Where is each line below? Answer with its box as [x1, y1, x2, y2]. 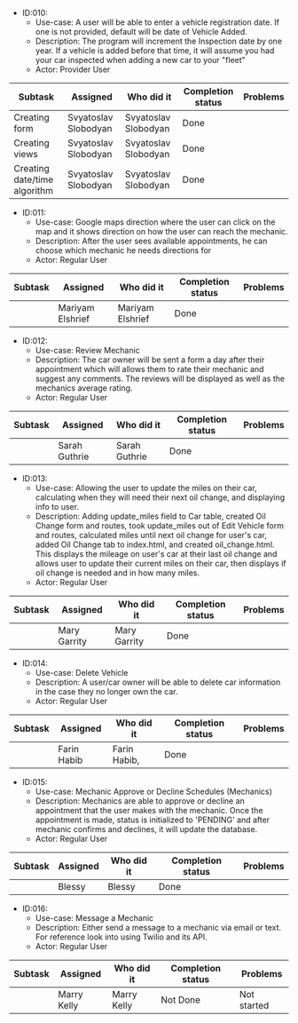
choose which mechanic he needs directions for [35, 245, 212, 256]
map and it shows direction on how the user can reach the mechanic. [35, 226, 288, 236]
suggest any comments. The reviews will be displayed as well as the [35, 373, 286, 384]
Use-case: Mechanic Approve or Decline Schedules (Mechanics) [35, 786, 273, 797]
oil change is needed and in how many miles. [35, 567, 200, 578]
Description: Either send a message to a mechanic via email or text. [35, 923, 282, 932]
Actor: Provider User [35, 64, 111, 75]
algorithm [13, 185, 54, 196]
